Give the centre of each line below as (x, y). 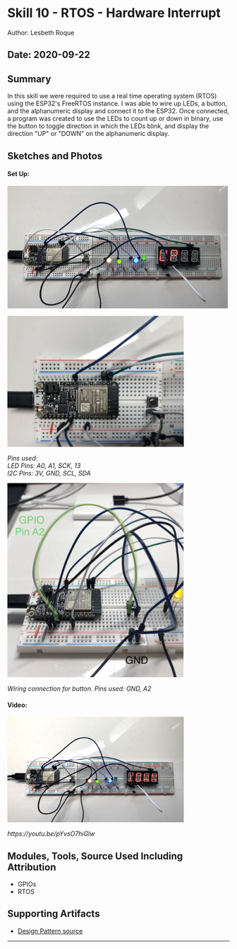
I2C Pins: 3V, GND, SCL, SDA (49, 473)
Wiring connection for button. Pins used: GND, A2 (79, 689)
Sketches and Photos (55, 156)
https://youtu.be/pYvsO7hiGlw (51, 834)
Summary (29, 79)
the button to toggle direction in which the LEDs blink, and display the (108, 126)
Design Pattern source (50, 931)
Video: (17, 705)
